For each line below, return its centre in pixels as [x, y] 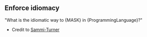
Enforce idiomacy [32, 8]
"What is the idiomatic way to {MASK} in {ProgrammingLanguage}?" [74, 20]
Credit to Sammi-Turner [36, 30]
